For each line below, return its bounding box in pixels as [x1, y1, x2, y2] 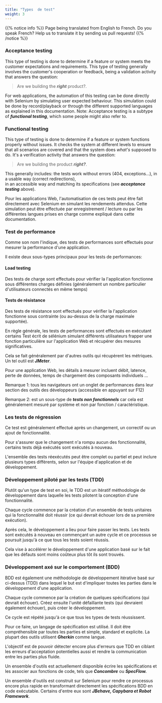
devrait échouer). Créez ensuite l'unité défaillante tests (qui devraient [5, 600, 143, 605]
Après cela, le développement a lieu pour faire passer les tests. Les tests [5, 527, 150, 533]
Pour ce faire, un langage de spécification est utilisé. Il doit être [5, 623, 131, 629]
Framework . [5, 693, 30, 699]
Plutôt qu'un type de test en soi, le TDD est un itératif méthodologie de [5, 487, 146, 493]
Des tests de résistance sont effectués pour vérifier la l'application [5, 308, 138, 314]
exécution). [5, 518, 28, 523]
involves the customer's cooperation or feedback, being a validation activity [5, 68, 156, 74]
